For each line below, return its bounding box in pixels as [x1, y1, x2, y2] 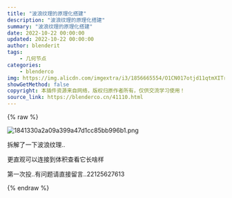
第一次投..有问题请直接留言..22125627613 [7, 170, 125, 178]
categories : [7, 62, 41, 69]
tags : [7, 49, 23, 56]
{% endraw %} [7, 184, 50, 192]
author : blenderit [7, 42, 60, 49]
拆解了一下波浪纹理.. [7, 141, 66, 149]
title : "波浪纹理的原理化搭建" [7, 10, 87, 17]
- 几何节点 [19, 55, 47, 62]
